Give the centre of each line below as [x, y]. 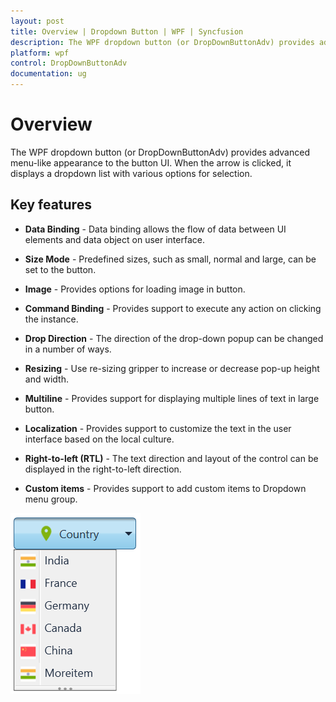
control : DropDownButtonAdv [69, 63]
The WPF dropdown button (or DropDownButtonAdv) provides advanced [160, 152]
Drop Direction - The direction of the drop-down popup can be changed [174, 338]
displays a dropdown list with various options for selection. [131, 173]
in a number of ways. [68, 349]
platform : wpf [40, 53]
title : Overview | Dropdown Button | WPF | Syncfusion [127, 31]
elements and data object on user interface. [114, 239]
